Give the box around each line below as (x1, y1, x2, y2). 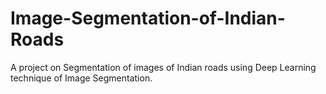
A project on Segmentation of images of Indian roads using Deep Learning (10, 61, 317, 73)
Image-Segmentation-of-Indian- (10, 7, 286, 30)
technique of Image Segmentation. (10, 72, 153, 84)
